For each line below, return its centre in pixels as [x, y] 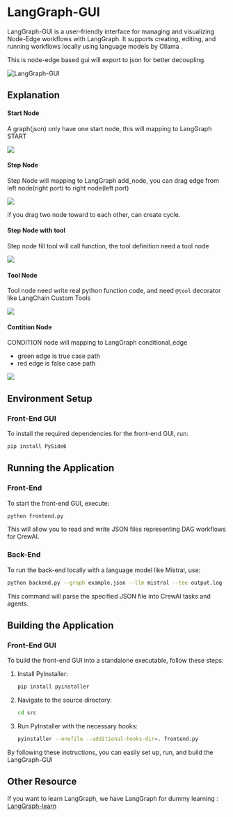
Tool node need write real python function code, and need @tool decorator [114, 291]
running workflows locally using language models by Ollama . [95, 46]
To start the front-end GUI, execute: [58, 503]
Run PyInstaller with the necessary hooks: [77, 726]
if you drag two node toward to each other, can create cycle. [94, 214]
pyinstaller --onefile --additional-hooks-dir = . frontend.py [108, 739]
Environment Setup [50, 398]
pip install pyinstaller [53, 687]
